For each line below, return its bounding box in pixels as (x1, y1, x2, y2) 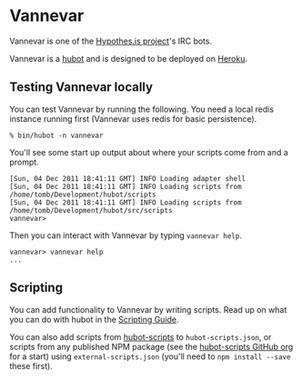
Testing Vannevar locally (9, 79, 153, 95)
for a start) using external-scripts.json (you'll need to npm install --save (9, 351, 291, 362)
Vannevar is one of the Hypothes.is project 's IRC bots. (9, 35, 212, 46)
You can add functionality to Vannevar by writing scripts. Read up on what (9, 304, 287, 315)
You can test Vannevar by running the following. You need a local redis (9, 104, 275, 115)
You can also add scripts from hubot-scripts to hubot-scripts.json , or (9, 331, 272, 342)
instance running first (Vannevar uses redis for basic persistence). (9, 113, 257, 124)
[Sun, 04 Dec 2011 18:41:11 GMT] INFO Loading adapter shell (9, 174, 247, 183)
